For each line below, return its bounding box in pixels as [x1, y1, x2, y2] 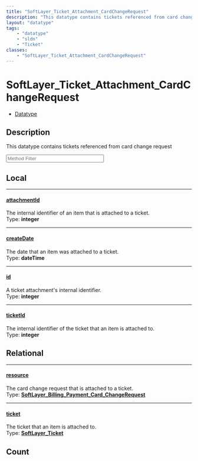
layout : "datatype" [6, 20, 54, 25]
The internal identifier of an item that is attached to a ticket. [6, 209, 150, 216]
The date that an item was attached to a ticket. [6, 248, 119, 255]
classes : [6, 47, 28, 53]
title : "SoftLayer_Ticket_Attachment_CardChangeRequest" [6, 8, 149, 15]
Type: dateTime [6, 254, 45, 261]
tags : [6, 25, 19, 31]
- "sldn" [16, 36, 38, 42]
